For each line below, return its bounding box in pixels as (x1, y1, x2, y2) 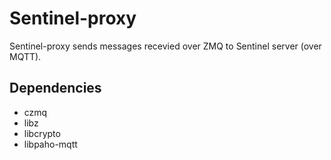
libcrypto (23, 127, 61, 139)
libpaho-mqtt (23, 138, 78, 150)
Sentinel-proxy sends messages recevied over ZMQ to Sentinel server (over (9, 40, 322, 52)
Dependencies (9, 80, 102, 97)
